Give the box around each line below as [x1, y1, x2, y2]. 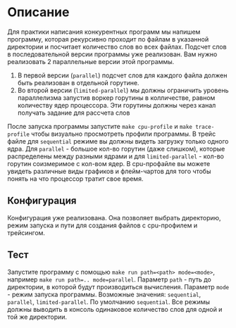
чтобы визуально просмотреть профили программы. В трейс [31, 130, 216, 138]
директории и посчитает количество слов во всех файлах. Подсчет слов [7, 42, 227, 51]
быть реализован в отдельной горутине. [17, 78, 139, 87]
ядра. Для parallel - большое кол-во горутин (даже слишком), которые [7, 144, 225, 153]
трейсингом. [7, 228, 46, 236]
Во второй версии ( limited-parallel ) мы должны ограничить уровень [17, 86, 229, 94]
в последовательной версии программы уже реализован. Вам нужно [7, 50, 218, 58]
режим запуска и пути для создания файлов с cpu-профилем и [7, 221, 198, 229]
